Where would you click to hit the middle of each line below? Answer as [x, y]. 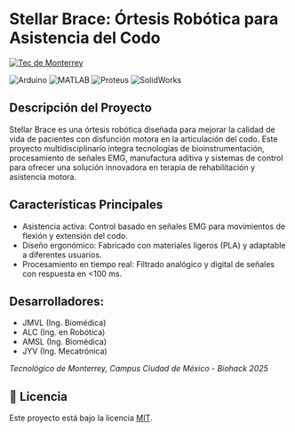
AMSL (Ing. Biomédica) [64, 342]
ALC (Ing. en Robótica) [64, 332]
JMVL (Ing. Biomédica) [64, 323]
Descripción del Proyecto [81, 108]
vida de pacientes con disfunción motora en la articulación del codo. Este [144, 139]
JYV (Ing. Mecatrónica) [65, 351]
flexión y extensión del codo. [75, 235]
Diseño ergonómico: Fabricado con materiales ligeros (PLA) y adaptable [154, 245]
